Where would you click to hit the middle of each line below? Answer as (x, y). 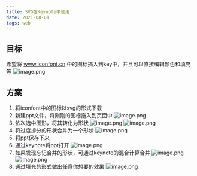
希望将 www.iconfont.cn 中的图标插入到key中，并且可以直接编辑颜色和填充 (99, 64)
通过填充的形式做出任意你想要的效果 (60, 166)
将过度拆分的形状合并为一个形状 (54, 130)
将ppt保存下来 (32, 138)
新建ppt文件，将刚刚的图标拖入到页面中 (63, 115)
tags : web (19, 23)
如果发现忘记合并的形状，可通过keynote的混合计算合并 (83, 153)
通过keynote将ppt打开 (42, 145)
